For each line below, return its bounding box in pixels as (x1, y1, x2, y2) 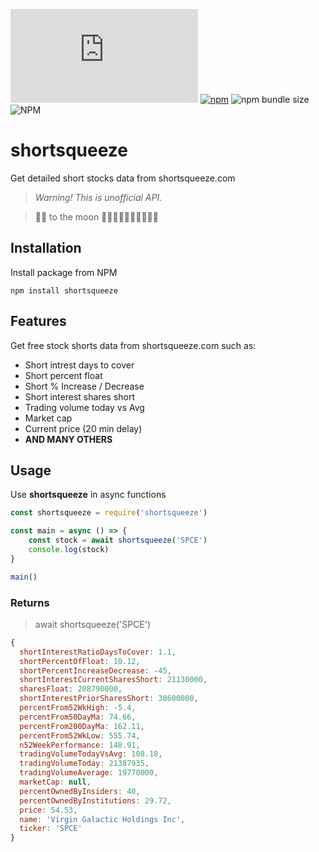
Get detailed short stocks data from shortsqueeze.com (10, 172, 236, 184)
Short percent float (24, 369, 103, 381)
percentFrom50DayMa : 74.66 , (19, 712, 137, 722)
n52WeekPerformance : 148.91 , (19, 740, 141, 750)
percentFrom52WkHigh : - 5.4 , (19, 703, 137, 713)
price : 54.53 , (19, 805, 78, 815)
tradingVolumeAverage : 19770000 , (19, 768, 159, 778)
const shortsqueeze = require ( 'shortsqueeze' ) (10, 508, 208, 518)
